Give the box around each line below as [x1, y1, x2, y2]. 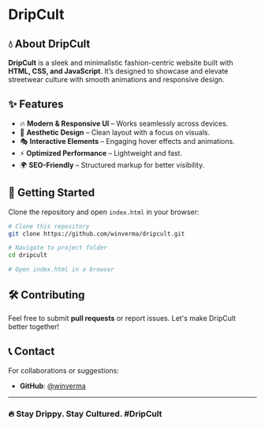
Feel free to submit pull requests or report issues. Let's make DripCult [8, 313, 237, 323]
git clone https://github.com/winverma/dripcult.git [8, 229, 185, 238]
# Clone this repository [8, 222, 90, 230]
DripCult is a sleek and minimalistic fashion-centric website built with [8, 58, 234, 67]
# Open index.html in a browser [8, 266, 114, 274]
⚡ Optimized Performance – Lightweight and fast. [19, 148, 183, 157]
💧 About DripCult [8, 37, 91, 51]
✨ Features [8, 97, 64, 111]
